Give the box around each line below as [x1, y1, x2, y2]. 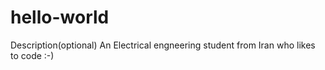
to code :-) [10, 49, 55, 61]
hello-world [10, 6, 110, 29]
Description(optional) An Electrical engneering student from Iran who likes [10, 39, 316, 51]
